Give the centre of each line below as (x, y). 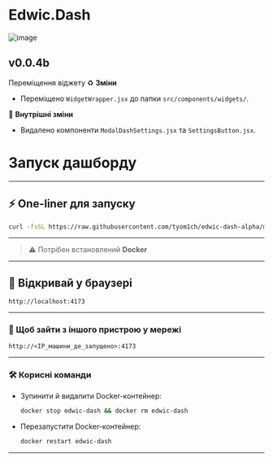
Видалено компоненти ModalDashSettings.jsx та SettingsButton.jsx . (138, 130)
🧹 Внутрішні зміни (41, 114)
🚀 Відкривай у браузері (70, 283)
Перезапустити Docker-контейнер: (80, 426)
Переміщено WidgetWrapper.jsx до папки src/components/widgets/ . (134, 98)
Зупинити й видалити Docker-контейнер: (91, 395)
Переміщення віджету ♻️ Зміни (63, 82)
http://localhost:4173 (47, 302)
